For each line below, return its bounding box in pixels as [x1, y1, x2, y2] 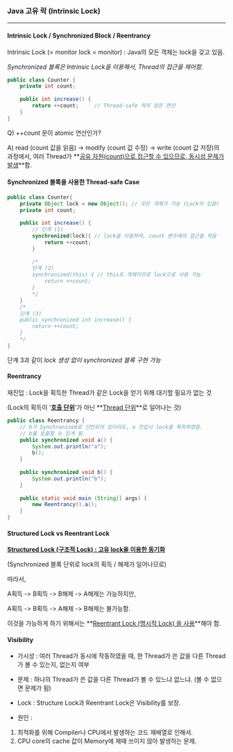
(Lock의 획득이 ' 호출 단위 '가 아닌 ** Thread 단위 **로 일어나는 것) [7, 403, 182, 411]
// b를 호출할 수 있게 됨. [19, 430, 86, 437]
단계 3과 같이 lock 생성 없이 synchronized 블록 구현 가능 [7, 356, 161, 364]
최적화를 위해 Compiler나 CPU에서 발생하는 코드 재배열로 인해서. [17, 728, 193, 737]
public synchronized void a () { [19, 436, 113, 443]
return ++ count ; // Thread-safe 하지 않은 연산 [32, 102, 175, 109]
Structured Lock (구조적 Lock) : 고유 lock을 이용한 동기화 [7, 546, 166, 554]
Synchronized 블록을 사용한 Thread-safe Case [7, 178, 140, 186]
